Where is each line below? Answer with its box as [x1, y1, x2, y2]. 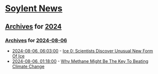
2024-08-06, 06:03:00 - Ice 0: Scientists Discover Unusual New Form [12, 48, 154, 54]
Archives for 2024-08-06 [5, 37, 67, 44]
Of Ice [12, 53, 25, 59]
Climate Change [12, 63, 45, 69]
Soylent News [5, 3, 62, 14]
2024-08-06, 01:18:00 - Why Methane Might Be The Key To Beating [12, 58, 149, 64]
